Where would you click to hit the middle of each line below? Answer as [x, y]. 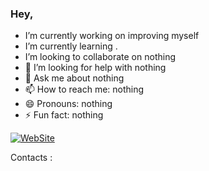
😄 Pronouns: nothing [68, 104]
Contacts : [31, 158]
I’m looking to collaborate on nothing [100, 57]
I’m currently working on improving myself [112, 36]
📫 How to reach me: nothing [84, 89]
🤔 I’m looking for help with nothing [95, 68]
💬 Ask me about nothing [74, 78]
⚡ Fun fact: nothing [64, 115]
